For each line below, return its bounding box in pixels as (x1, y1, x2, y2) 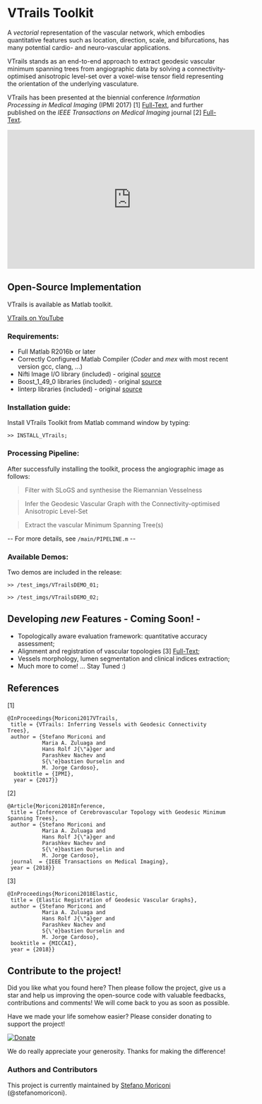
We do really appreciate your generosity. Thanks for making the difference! (7, 1047, 226, 1056)
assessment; (17, 639, 55, 647)
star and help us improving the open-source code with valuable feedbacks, (7, 991, 226, 1000)
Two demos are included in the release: (7, 568, 122, 576)
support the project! (7, 1020, 66, 1028)
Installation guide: (7, 402, 71, 412)
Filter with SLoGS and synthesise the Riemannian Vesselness (24, 486, 203, 494)
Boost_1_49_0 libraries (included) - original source (17, 378, 162, 386)
